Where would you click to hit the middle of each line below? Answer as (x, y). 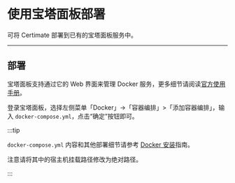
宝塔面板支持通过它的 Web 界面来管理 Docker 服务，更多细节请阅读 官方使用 (116, 84)
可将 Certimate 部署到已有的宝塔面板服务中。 (72, 35)
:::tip (14, 130)
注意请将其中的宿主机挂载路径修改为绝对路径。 (74, 159)
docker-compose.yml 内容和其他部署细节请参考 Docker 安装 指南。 (100, 145)
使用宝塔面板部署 (57, 14)
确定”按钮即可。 (115, 116)
